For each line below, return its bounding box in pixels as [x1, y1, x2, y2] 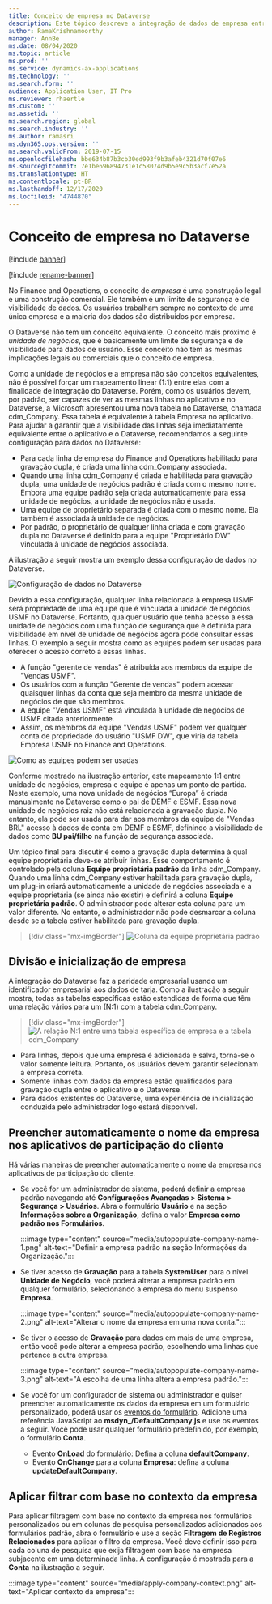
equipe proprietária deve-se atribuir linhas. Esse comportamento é [8, 855, 231, 865]
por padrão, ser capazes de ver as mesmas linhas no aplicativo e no [8, 394, 236, 404]
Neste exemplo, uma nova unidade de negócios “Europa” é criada [8, 788, 228, 798]
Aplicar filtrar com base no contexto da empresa [8, 1489, 257, 1503]
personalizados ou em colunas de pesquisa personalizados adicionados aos [8, 1520, 263, 1529]
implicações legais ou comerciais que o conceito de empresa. [8, 353, 215, 363]
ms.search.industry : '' [8, 125, 89, 133]
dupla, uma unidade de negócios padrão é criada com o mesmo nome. [19, 479, 257, 488]
